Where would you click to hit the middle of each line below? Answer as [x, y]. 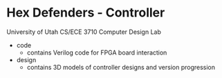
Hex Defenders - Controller [86, 13]
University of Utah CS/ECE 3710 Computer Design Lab [84, 32]
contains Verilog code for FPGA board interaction [97, 52]
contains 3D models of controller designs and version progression [121, 67]
